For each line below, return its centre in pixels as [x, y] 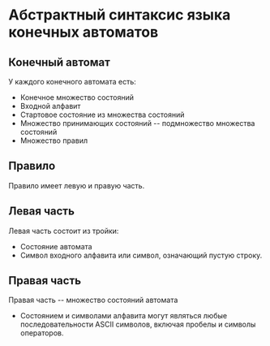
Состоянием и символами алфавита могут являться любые [124, 316]
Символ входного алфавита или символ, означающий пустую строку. [141, 255]
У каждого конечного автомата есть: [72, 82]
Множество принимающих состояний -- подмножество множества [137, 123]
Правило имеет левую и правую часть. [77, 185]
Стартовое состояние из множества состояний [102, 115]
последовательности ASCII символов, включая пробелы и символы [138, 324]
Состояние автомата [56, 246]
